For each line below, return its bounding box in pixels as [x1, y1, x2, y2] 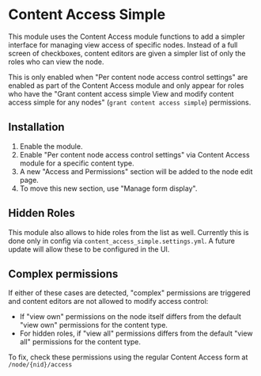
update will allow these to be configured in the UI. [8, 244, 170, 254]
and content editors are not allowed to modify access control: [8, 297, 209, 306]
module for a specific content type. [19, 158, 134, 168]
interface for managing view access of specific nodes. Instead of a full [8, 40, 238, 49]
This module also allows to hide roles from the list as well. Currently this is [8, 227, 249, 237]
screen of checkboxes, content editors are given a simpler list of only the [8, 48, 246, 58]
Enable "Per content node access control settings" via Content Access [19, 150, 251, 159]
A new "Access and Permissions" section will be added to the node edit [19, 166, 253, 176]
